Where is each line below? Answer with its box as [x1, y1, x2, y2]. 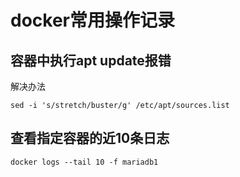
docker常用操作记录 [10, 9, 175, 32]
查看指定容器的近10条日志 [10, 130, 170, 147]
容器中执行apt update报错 [10, 52, 172, 69]
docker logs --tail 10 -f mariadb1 [10, 157, 159, 167]
